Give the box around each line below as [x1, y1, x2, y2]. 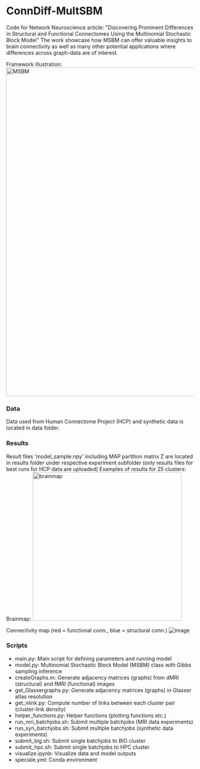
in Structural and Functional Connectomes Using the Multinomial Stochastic [6, 30, 192, 37]
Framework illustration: [6, 61, 62, 68]
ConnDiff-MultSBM [6, 4, 103, 18]
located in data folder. [6, 424, 60, 432]
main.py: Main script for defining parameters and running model [14, 655, 172, 662]
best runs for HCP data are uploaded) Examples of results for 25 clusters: [6, 465, 186, 472]
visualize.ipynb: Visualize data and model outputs [14, 749, 136, 757]
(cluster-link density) [14, 705, 66, 712]
